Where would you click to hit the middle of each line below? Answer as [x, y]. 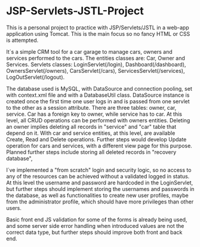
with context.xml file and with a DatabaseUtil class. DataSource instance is [98, 95]
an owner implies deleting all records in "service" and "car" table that [91, 126]
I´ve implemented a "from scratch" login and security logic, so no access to [99, 170]
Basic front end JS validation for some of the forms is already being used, [97, 220]
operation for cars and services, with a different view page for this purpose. [99, 146]
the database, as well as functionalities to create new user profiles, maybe [98, 195]
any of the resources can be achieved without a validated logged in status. [98, 176]
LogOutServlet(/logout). [36, 77]
